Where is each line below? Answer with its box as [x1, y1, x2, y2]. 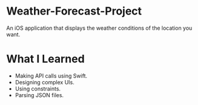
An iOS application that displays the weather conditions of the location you [6, 24, 193, 32]
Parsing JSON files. [15, 91, 64, 98]
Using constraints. [15, 85, 61, 92]
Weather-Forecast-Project [6, 4, 142, 18]
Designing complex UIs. [15, 78, 74, 86]
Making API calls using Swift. [15, 72, 88, 80]
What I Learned [6, 52, 85, 66]
